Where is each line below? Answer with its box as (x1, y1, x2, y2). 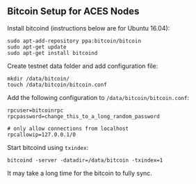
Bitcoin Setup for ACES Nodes (7, 6, 140, 17)
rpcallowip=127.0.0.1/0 (7, 131, 76, 138)
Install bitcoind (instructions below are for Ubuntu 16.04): (7, 24, 170, 32)
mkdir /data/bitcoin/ (7, 75, 70, 82)
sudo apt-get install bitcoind (7, 49, 98, 56)
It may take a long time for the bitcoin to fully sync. (7, 169, 153, 177)
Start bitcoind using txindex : (7, 143, 89, 151)
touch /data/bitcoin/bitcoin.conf (7, 81, 108, 88)
